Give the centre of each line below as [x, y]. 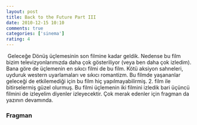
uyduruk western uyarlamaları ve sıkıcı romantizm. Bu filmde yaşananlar [93, 75]
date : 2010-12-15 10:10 [35, 23]
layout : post [22, 12]
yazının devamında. [30, 100]
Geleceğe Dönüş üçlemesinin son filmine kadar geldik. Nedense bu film [94, 56]
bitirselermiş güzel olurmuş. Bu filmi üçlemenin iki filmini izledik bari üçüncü [98, 87]
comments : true [25, 28]
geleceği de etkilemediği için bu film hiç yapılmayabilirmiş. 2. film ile [88, 81]
